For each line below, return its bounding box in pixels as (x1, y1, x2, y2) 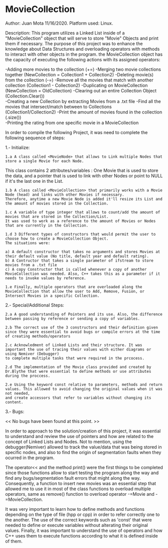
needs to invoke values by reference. (5, 275, 86, 281)
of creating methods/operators (5, 334, 71, 339)
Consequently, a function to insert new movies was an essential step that (5, 480, 156, 486)
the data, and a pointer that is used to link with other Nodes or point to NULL (5, 172, 163, 179)
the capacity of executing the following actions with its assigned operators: (5, 56, 160, 62)
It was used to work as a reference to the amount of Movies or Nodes (5, 218, 156, 224)
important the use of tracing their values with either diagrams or (5, 347, 151, 352)
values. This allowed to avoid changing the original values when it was (5, 386, 163, 391)
